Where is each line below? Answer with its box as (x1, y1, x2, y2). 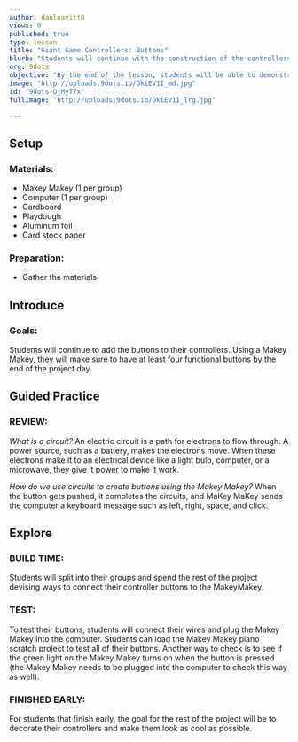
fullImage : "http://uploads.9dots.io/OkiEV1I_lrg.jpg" (9, 95, 216, 105)
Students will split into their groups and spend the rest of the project (9, 573, 258, 583)
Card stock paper (21, 230, 86, 240)
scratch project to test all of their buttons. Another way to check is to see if (9, 643, 283, 653)
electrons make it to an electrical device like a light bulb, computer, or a (9, 454, 270, 465)
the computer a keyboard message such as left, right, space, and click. (9, 500, 269, 511)
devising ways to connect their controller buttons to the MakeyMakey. (9, 582, 264, 592)
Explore (9, 526, 53, 541)
